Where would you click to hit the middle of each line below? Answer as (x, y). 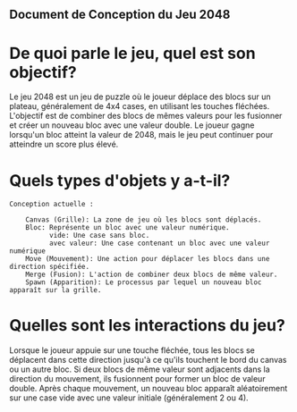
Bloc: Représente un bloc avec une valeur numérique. (127, 228)
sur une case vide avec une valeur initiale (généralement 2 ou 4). (129, 398)
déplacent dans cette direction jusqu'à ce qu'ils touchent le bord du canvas (148, 360)
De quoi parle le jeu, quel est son (133, 53)
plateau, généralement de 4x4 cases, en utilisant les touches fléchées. (140, 106)
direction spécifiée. (50, 267)
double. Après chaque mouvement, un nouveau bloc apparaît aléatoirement (148, 389)
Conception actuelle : (51, 205)
